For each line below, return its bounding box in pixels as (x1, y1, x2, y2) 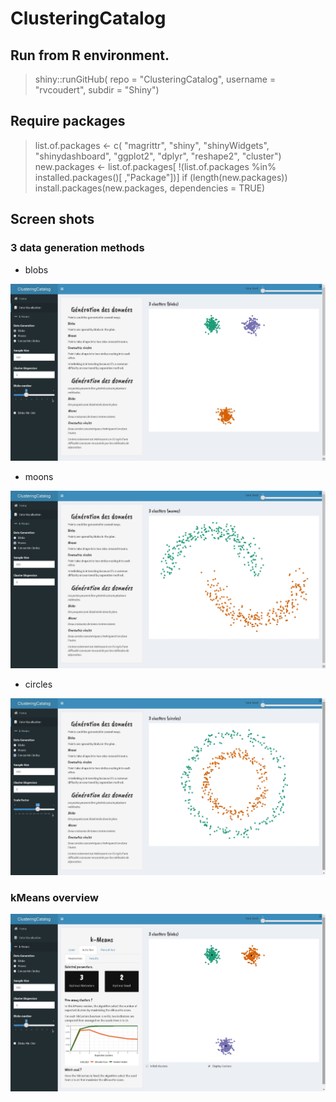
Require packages (10, 113, 126, 130)
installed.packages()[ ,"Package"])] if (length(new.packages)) (34, 171, 288, 183)
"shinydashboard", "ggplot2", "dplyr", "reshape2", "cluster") (34, 150, 282, 162)
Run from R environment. (10, 47, 170, 64)
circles (24, 678, 53, 690)
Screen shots (10, 211, 95, 228)
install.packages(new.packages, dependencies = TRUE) (34, 182, 266, 194)
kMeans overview (10, 890, 99, 904)
